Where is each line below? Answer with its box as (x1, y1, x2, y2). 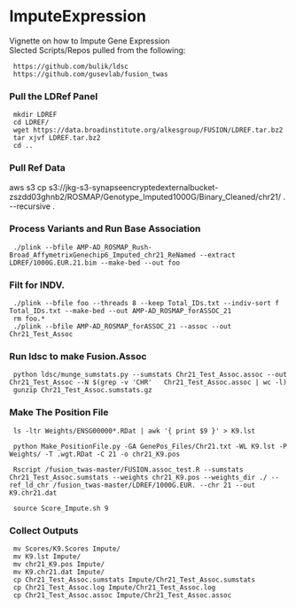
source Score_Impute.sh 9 (12, 504, 109, 512)
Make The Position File (9, 406, 109, 419)
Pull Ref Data (9, 162, 66, 174)
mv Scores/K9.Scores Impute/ (12, 544, 121, 554)
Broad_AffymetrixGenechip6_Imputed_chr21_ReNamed (9, 250, 197, 259)
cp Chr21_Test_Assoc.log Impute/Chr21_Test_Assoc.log (12, 583, 216, 592)
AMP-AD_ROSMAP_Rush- (76, 242, 152, 251)
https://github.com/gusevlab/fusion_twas (12, 69, 168, 79)
